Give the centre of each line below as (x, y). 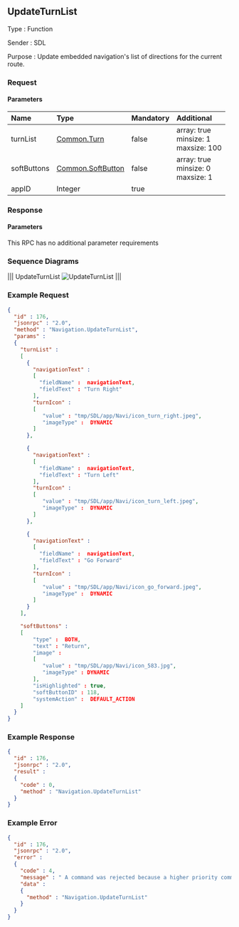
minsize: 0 (194, 168)
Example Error (32, 823)
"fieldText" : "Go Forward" (80, 561)
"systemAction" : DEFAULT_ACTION (84, 699)
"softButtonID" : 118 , (67, 692)
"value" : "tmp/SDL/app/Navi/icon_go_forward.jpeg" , (122, 587)
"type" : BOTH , (57, 640)
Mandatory (150, 118)
